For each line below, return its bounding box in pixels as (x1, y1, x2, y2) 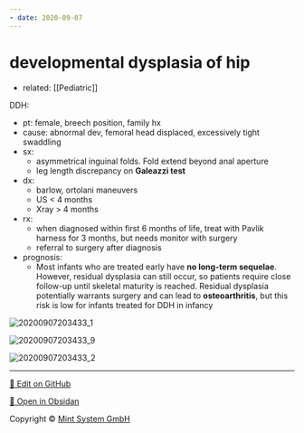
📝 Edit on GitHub (9, 378, 71, 389)
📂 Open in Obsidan (9, 395, 80, 407)
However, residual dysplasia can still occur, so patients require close (35, 270, 291, 281)
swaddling (22, 136, 62, 147)
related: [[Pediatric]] (22, 82, 98, 93)
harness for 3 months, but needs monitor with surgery (35, 232, 238, 243)
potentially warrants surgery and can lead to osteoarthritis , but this (35, 290, 289, 301)
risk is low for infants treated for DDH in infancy (35, 299, 214, 310)
